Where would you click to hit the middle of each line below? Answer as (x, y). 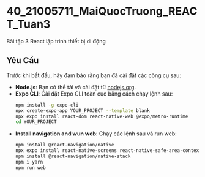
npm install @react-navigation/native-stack (73, 156)
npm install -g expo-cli (47, 105)
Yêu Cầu (23, 60)
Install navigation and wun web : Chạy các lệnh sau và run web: (96, 134)
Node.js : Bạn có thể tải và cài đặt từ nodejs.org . (76, 87)
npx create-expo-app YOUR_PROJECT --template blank (82, 111)
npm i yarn (29, 162)
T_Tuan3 (28, 24)
